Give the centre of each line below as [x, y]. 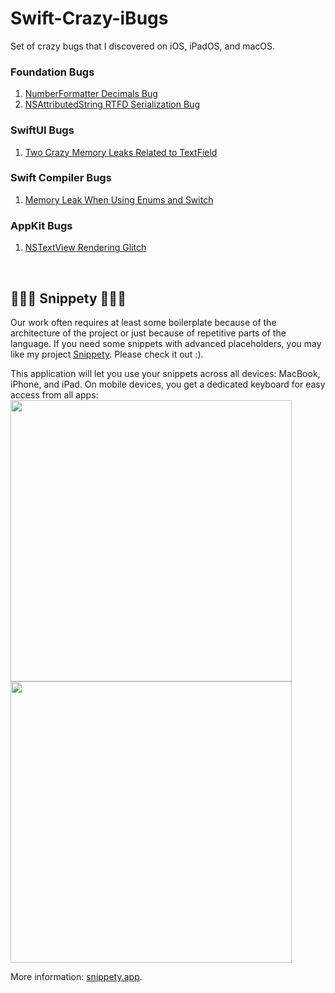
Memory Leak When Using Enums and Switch [119, 199]
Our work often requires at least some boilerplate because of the [143, 322]
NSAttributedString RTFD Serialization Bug [112, 104]
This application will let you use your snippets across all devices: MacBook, [165, 373]
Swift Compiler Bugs [61, 178]
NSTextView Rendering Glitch [85, 248]
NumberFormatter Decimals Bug [91, 94]
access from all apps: [54, 394]
